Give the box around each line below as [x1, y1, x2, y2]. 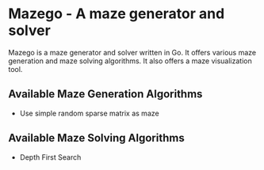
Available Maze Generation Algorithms [8, 88, 203, 101]
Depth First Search [19, 152, 82, 162]
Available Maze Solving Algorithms [8, 131, 185, 145]
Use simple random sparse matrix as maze [19, 108, 160, 118]
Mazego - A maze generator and [8, 5, 225, 23]
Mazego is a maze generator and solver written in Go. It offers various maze [8, 47, 256, 57]
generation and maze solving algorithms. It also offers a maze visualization [8, 56, 252, 66]
